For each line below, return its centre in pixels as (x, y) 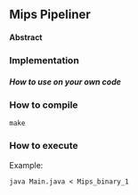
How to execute (44, 146)
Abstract (26, 37)
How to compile (44, 104)
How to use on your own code (65, 81)
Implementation (45, 60)
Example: (26, 165)
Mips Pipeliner (50, 15)
